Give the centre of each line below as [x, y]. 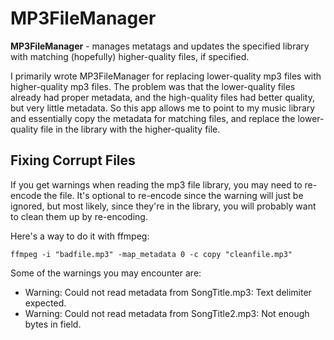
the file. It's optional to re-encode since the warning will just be [173, 195]
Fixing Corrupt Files [73, 160]
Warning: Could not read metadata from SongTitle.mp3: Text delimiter [168, 292]
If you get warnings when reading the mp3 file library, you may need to [156, 184]
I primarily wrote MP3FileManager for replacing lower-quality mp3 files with [166, 76]
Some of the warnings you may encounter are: [106, 273]
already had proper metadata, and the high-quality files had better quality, [162, 97]
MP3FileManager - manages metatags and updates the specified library [160, 46]
